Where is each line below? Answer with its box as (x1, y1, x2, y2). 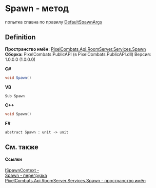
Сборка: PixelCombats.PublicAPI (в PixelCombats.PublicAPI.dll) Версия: (5, 51, 151, 57)
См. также (5, 143, 39, 151)
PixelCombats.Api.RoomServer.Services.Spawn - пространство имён (5, 178, 146, 184)
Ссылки (5, 156, 22, 162)
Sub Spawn (5, 94, 25, 98)
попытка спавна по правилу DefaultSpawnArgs (5, 19, 102, 25)
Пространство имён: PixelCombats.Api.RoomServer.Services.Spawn (5, 46, 146, 52)
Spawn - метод (5, 3, 69, 14)
